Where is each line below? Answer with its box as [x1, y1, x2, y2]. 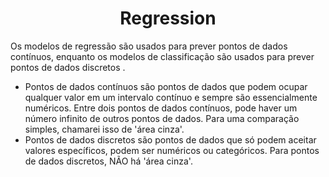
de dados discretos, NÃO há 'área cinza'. [24, 155, 193, 167]
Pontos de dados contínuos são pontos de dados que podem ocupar [24, 80, 308, 92]
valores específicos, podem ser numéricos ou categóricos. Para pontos [24, 144, 320, 156]
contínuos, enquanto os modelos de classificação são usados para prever [10, 50, 315, 62]
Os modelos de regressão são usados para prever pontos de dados [10, 40, 288, 52]
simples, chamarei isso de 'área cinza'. [24, 123, 185, 135]
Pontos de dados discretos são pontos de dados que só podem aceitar [24, 133, 317, 146]
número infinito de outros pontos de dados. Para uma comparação [24, 112, 300, 124]
